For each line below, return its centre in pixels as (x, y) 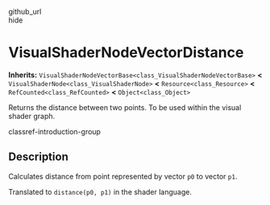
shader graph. (32, 116)
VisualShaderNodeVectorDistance (126, 53)
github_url (25, 12)
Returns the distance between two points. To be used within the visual (125, 107)
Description (38, 157)
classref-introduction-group (54, 131)
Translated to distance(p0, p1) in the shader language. (100, 191)
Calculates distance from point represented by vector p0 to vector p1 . (123, 176)
